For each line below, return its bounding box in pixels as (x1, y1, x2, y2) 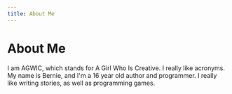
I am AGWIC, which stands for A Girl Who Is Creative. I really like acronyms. (7, 64, 226, 72)
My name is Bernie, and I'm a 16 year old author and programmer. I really (7, 71, 217, 79)
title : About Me (7, 10, 55, 18)
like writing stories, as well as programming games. (7, 79, 156, 87)
